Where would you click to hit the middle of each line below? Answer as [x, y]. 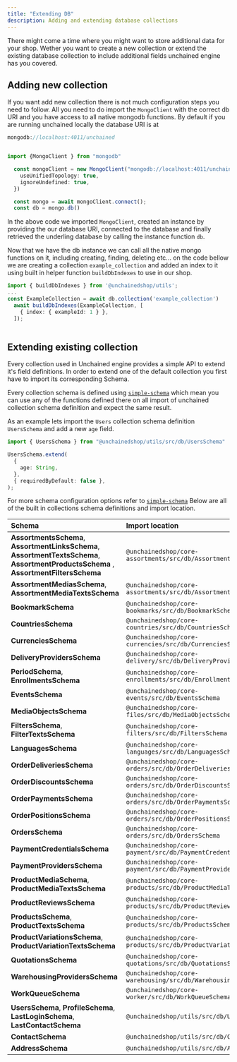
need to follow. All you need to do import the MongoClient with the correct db [119, 109]
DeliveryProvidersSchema [56, 658]
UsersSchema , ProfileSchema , [63, 1008]
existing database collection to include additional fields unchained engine [114, 55]
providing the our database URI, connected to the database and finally [109, 229]
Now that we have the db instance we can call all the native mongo [104, 251]
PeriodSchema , [37, 672]
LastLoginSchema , [43, 1017]
